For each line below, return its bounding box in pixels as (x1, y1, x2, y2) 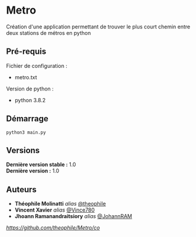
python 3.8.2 (14, 96, 46, 103)
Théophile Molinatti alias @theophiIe (14, 200, 106, 207)
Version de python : (6, 85, 54, 92)
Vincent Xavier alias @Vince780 (14, 206, 95, 213)
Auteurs (6, 184, 37, 194)
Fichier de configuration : (6, 62, 68, 69)
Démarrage (6, 113, 48, 124)
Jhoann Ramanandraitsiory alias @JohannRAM (14, 213, 133, 220)
